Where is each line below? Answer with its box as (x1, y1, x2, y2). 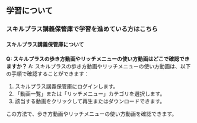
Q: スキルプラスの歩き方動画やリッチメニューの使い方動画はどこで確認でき (6, 55, 190, 62)
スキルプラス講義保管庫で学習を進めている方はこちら (6, 25, 158, 33)
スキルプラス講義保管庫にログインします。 (14, 83, 119, 90)
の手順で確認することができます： (6, 70, 90, 77)
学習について (6, 5, 53, 16)
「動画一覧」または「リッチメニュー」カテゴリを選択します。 (14, 90, 166, 97)
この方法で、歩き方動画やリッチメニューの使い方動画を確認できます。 (6, 110, 177, 117)
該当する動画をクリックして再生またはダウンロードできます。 (14, 97, 165, 105)
